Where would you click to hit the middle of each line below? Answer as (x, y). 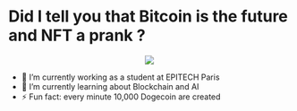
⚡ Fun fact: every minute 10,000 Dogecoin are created (121, 97)
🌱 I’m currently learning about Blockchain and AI (110, 86)
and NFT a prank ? (77, 35)
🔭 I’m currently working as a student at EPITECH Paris (120, 77)
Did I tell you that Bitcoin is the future (148, 17)
